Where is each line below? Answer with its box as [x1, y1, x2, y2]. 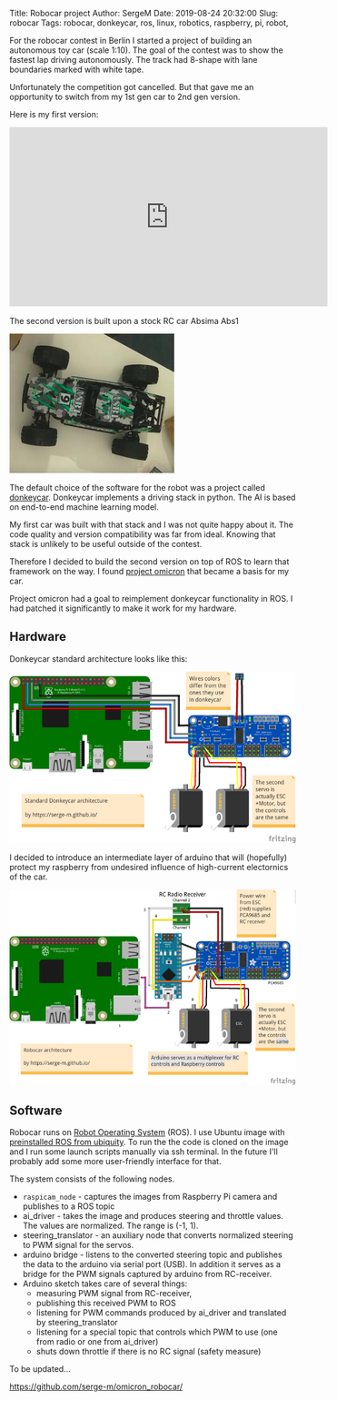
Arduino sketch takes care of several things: [22, 1278, 188, 1289]
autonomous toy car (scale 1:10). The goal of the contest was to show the [9, 45, 283, 56]
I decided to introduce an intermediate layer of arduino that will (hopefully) [9, 851, 288, 863]
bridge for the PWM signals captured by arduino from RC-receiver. [22, 1269, 273, 1280]
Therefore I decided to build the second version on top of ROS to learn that [9, 556, 290, 567]
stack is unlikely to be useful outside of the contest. [9, 539, 203, 549]
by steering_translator [35, 1317, 118, 1328]
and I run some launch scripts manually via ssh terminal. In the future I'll [9, 1146, 279, 1157]
